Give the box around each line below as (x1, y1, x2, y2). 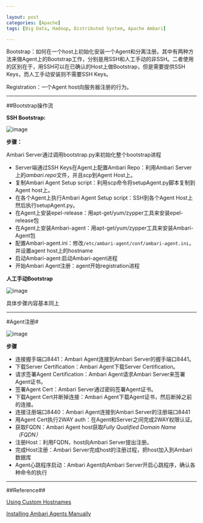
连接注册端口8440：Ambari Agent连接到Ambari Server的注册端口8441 (14, 409, 190, 416)
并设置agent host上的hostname (14, 247, 94, 255)
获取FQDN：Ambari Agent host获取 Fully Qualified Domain (14, 424, 160, 431)
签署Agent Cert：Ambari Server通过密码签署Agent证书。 (14, 386, 157, 393)
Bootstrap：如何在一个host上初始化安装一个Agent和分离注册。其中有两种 (6, 48, 188, 55)
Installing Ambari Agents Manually (6, 510, 92, 518)
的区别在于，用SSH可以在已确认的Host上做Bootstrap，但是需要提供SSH (6, 63, 185, 70)
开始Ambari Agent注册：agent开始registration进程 (14, 262, 140, 270)
